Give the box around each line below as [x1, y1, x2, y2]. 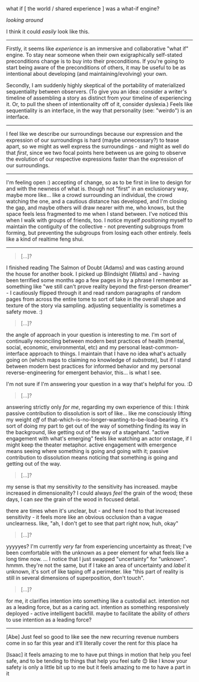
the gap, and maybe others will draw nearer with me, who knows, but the [6, 204, 185, 211]
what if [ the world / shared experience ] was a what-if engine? [6, 5, 160, 12]
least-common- [141, 344, 179, 350]
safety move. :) [6, 308, 43, 315]
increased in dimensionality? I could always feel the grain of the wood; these [6, 489, 193, 496]
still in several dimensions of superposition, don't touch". [6, 575, 145, 581]
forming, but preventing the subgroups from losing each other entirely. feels [6, 230, 191, 236]
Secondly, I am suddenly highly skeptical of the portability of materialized [6, 82, 185, 88]
